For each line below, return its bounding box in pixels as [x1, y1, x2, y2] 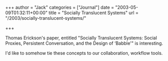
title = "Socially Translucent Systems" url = [48, 10, 139, 16]
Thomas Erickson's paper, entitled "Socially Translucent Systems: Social [5, 35, 157, 41]
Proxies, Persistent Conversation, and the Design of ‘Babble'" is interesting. [5, 40, 163, 46]
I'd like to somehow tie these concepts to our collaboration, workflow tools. [5, 50, 163, 56]
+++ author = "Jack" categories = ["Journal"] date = [5, 5, 115, 10]
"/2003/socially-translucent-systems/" [5, 15, 87, 21]
